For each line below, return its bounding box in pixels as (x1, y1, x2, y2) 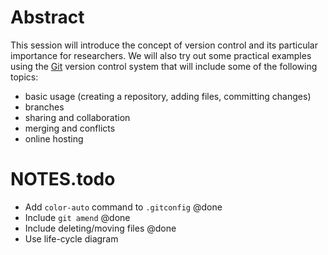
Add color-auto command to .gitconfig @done (24, 201, 223, 213)
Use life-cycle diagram (24, 232, 119, 245)
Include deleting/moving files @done (24, 222, 177, 234)
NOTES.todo (10, 168, 116, 191)
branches (24, 101, 65, 113)
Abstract (10, 6, 85, 29)
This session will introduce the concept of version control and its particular (10, 39, 318, 51)
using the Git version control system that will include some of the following (10, 60, 318, 72)
